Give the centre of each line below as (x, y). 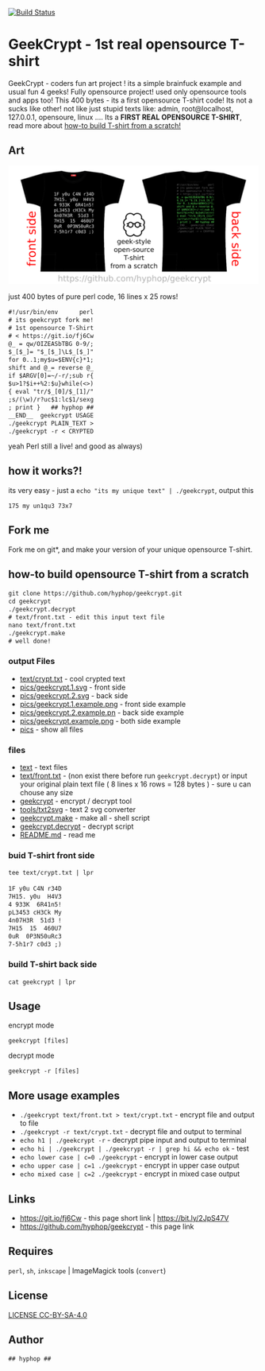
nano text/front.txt (42, 625)
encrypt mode (31, 1025)
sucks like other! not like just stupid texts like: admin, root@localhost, (121, 108)
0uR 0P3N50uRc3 (35, 937)
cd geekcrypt (30, 602)
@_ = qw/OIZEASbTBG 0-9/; (51, 344)
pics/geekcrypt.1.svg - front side (73, 687)
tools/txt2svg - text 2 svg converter (78, 810)
